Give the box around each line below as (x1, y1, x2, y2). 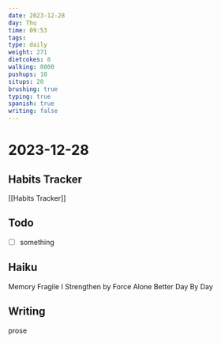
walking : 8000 (8, 63, 55, 71)
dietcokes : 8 (8, 56, 51, 64)
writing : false (8, 107, 58, 115)
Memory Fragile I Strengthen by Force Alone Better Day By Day (8, 281, 213, 291)
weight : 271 (8, 48, 47, 56)
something (19, 237, 55, 247)
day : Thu (8, 19, 37, 27)
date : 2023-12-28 (8, 11, 66, 20)
